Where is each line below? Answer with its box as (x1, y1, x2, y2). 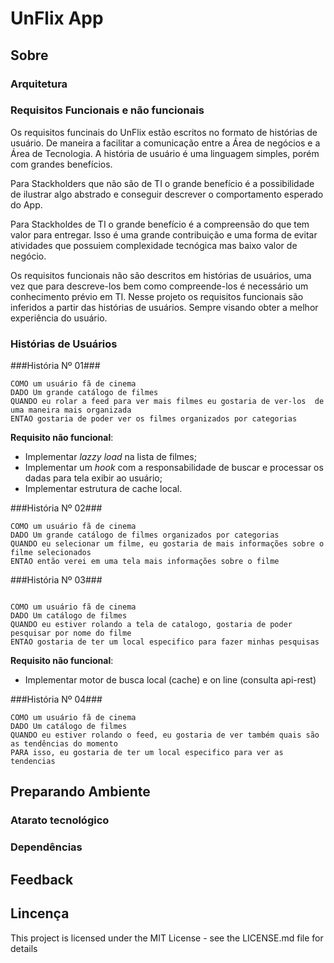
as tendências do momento (10, 739, 118, 749)
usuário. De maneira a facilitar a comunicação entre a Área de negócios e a (10, 137, 321, 149)
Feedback (10, 871, 74, 888)
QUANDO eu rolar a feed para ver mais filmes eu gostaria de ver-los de (10, 397, 325, 407)
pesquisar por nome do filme (10, 628, 132, 639)
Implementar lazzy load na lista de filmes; (24, 451, 197, 463)
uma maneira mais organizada (10, 405, 132, 416)
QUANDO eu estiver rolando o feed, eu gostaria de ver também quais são (10, 730, 320, 741)
